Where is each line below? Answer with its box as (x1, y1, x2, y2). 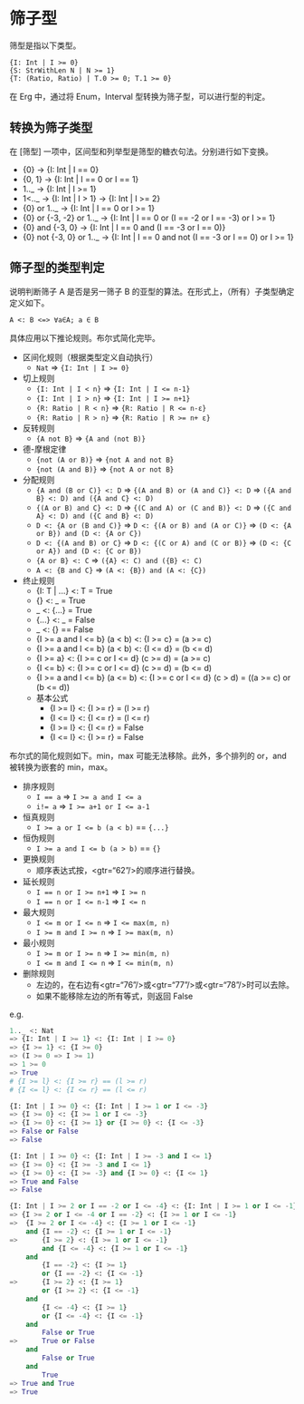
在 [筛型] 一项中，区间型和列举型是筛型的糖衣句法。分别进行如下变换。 (9, 146, 274, 157)
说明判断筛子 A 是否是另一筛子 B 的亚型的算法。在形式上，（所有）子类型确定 (9, 286, 295, 297)
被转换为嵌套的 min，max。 (9, 761, 113, 772)
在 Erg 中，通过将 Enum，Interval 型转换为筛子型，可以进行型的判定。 (9, 91, 271, 102)
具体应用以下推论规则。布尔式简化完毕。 (9, 332, 160, 343)
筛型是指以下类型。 (9, 40, 81, 51)
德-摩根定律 (22, 444, 67, 454)
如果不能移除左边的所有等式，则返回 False (35, 990, 194, 1001)
